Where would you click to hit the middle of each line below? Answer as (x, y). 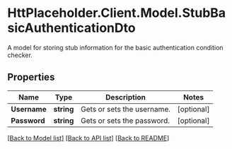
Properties (31, 77)
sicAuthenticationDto (71, 28)
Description (126, 97)
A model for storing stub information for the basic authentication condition (116, 47)
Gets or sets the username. (126, 109)
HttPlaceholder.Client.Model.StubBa (117, 13)
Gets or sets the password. (126, 120)
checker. (20, 55)
